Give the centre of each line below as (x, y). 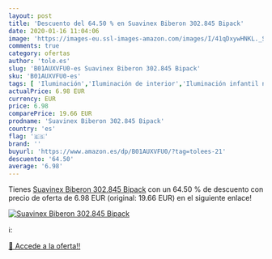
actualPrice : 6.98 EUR (47, 91)
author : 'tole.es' (39, 62)
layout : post (30, 16)
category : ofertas (39, 53)
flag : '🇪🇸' (28, 136)
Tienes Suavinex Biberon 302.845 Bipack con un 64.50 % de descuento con (136, 189)
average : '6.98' (36, 167)
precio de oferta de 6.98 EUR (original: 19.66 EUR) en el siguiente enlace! (130, 198)
